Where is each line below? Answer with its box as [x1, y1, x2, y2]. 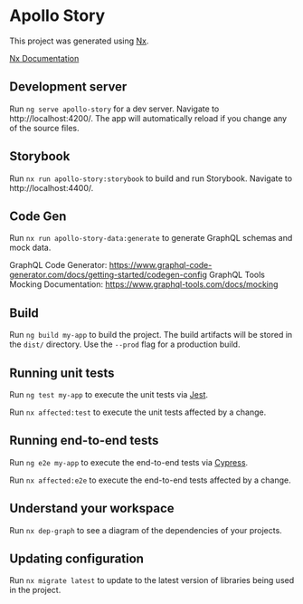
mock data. [9, 242, 52, 254]
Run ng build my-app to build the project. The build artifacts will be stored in [9, 330, 293, 340]
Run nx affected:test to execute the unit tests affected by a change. [9, 407, 267, 417]
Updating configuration [9, 551, 145, 567]
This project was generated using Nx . [9, 35, 149, 46]
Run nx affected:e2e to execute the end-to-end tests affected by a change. [9, 475, 291, 485]
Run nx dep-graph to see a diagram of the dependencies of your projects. [9, 524, 282, 535]
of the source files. [9, 122, 80, 133]
